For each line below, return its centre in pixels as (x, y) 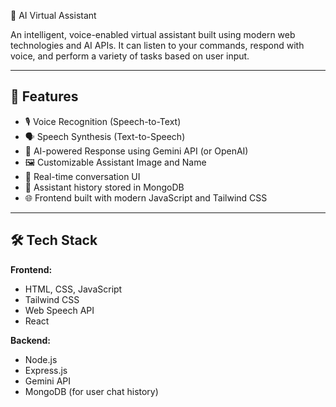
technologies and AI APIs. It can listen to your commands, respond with (157, 45)
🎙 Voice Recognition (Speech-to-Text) (103, 121)
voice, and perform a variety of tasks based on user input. (130, 56)
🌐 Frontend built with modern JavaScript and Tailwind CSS (146, 197)
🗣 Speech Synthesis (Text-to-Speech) (105, 136)
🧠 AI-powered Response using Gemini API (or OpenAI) (136, 151)
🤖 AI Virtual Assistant (53, 15)
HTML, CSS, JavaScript (73, 289)
